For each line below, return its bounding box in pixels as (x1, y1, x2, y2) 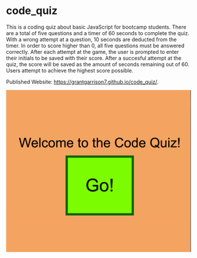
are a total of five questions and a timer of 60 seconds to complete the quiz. (6, 29, 189, 36)
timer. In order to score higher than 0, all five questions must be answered (6, 42, 185, 49)
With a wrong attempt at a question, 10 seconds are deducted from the (6, 36, 177, 43)
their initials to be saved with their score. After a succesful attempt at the (6, 54, 182, 61)
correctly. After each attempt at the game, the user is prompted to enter (6, 48, 179, 55)
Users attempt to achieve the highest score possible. (6, 67, 134, 74)
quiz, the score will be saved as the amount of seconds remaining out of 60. (6, 60, 189, 68)
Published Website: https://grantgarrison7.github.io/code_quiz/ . (6, 78, 159, 85)
